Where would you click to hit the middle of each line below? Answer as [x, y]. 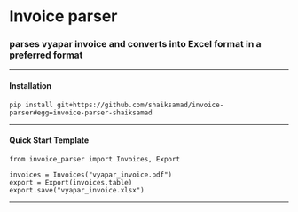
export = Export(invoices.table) [71, 182]
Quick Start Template [49, 140]
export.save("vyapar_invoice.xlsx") [77, 190]
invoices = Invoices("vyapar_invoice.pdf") [91, 175]
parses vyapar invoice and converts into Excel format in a [135, 44]
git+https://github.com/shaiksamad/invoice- [140, 105]
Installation [30, 86]
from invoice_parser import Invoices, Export [94, 159]
